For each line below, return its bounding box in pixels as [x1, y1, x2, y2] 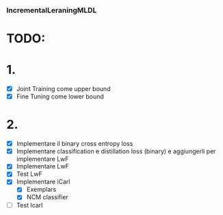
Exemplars [26, 186, 57, 194]
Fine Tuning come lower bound [16, 92, 104, 101]
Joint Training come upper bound [16, 85, 111, 93]
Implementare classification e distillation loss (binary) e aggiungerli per [16, 147, 216, 155]
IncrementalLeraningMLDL [6, 5, 97, 15]
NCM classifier [26, 193, 69, 201]
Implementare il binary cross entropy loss [16, 140, 133, 148]
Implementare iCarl [16, 177, 70, 186]
